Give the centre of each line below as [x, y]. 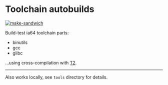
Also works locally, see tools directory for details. [56, 77]
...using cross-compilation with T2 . [41, 62]
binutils [20, 42]
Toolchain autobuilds [50, 9]
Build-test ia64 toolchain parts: [37, 32]
